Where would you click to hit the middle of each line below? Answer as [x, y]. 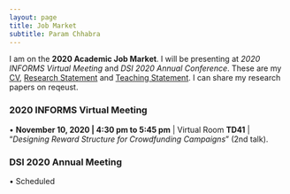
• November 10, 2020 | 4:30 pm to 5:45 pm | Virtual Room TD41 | [130, 129]
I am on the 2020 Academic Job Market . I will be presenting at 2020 [135, 59]
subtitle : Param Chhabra [55, 34]
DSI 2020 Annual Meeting [65, 162]
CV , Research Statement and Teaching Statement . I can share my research [145, 78]
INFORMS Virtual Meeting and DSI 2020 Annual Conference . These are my [145, 68]
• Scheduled [32, 181]
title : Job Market [43, 26]
